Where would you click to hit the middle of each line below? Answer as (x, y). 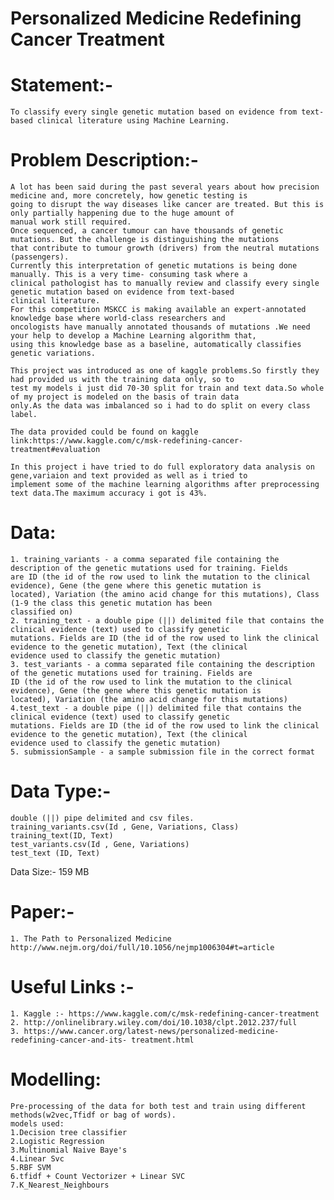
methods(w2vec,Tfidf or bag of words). (93, 1115)
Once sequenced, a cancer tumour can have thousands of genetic (147, 231)
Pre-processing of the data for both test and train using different (158, 1106)
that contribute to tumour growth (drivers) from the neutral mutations (165, 248)
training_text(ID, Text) (62, 835)
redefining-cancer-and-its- (69, 1040)
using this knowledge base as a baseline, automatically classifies (156, 345)
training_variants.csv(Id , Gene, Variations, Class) (125, 827)
